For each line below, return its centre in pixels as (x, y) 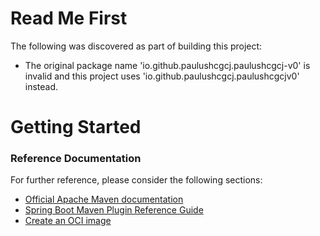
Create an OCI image (68, 221)
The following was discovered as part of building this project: (136, 46)
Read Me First (69, 18)
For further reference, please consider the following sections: (136, 180)
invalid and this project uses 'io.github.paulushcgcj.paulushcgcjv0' (162, 76)
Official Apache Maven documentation (104, 199)
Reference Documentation (76, 159)
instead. (41, 86)
